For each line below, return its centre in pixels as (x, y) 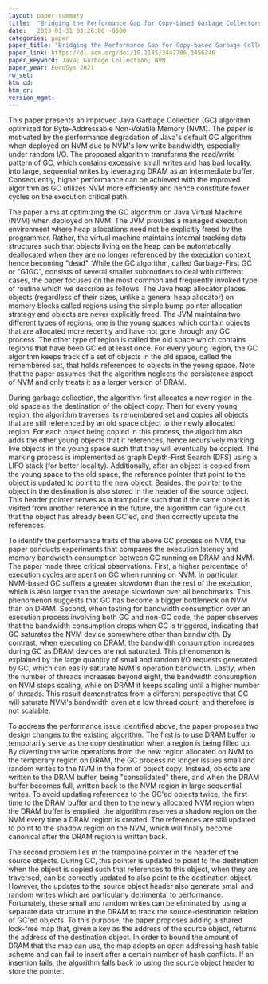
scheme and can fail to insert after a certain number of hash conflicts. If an (131, 954)
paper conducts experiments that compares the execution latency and (124, 550)
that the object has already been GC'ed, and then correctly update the (124, 517)
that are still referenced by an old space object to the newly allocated (122, 423)
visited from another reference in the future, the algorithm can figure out (127, 508)
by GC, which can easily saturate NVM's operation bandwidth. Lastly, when (132, 668)
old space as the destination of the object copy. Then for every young (123, 406)
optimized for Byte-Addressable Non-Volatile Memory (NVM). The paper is (131, 129)
